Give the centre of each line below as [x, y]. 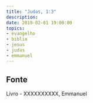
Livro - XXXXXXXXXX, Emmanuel [46, 94]
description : [22, 17]
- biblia [17, 39]
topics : [16, 28]
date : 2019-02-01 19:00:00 [39, 22]
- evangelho [21, 34]
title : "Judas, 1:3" [31, 12]
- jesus [16, 45]
